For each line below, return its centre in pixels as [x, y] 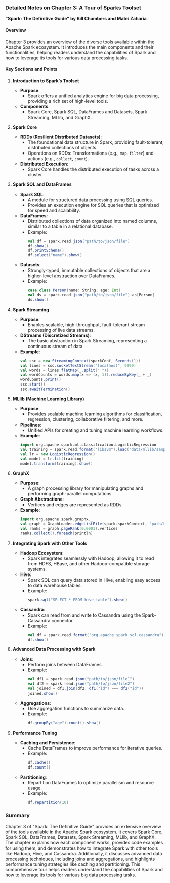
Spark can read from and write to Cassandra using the [84, 615]
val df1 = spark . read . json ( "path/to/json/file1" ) [81, 679]
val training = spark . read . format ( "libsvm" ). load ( [75, 449]
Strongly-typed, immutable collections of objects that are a [89, 271]
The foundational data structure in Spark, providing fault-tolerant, [96, 142]
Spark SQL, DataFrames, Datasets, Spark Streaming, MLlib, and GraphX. [80, 837]
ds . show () [38, 300]
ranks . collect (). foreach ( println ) [56, 533]
